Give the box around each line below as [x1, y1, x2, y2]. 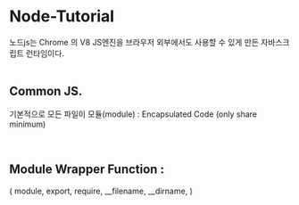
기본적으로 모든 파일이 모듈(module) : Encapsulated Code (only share [9, 109, 257, 119]
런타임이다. [25, 47, 65, 59]
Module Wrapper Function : [9, 162, 165, 177]
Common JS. [9, 84, 83, 99]
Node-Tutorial [9, 6, 114, 27]
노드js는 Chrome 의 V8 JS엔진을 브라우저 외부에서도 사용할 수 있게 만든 [9, 37, 259, 47]
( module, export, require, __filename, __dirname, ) [9, 185, 194, 196]
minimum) [9, 119, 46, 129]
